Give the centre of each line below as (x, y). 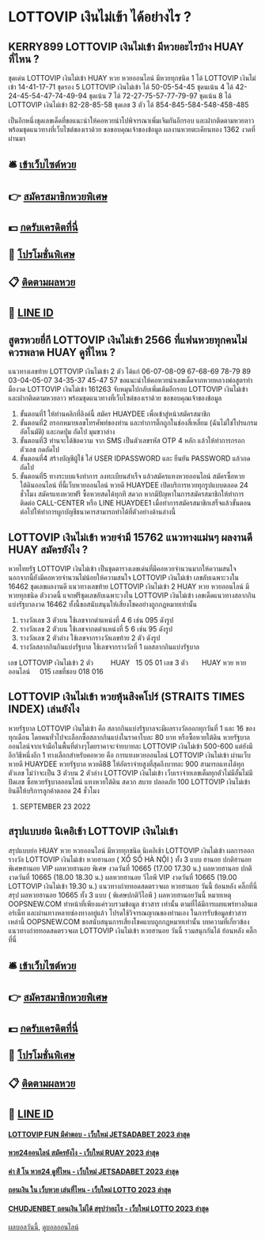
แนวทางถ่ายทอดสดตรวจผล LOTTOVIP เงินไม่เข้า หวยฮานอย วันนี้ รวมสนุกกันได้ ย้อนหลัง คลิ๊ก (132, 931)
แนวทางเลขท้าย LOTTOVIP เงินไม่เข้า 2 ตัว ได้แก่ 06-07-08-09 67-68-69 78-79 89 (130, 371)
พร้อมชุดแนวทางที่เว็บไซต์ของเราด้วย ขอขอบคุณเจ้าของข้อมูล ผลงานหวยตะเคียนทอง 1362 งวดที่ (132, 129)
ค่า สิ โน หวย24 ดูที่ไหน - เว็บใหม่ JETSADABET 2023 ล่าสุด (94, 1171)
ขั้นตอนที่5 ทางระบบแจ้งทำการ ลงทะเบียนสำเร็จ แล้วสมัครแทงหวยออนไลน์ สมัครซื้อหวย (132, 476)
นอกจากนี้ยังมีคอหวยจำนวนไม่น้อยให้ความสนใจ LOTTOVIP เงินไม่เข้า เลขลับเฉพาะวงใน (124, 577)
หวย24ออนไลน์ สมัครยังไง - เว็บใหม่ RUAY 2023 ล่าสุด (84, 1153)
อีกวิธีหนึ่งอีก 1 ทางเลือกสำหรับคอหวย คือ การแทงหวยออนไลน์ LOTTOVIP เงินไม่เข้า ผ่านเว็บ (129, 755)
